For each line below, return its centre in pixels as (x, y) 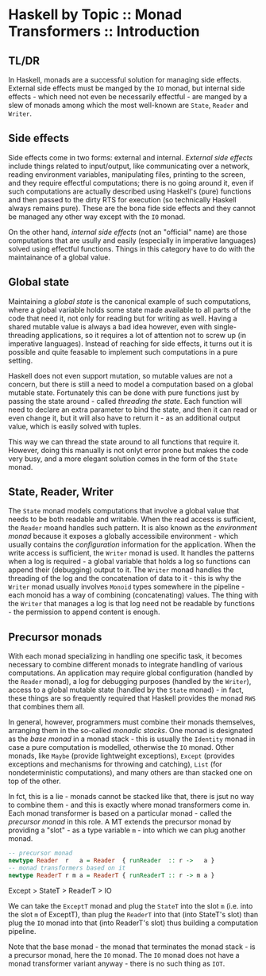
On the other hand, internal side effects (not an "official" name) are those (128, 232)
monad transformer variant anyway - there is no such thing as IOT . (117, 963)
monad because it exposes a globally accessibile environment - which (123, 536)
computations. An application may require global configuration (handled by (131, 673)
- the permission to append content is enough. (84, 612)
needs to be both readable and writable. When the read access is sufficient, (132, 519)
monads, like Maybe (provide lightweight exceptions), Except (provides (122, 756)
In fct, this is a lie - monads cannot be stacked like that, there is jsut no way (131, 797)
